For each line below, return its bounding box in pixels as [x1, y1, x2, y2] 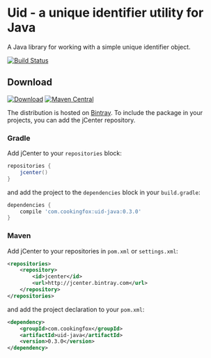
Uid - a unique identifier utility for [7, 5, 204, 21]
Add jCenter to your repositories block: [7, 149, 122, 157]
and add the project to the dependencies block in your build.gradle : [7, 188, 201, 196]
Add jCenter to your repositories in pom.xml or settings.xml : [7, 247, 179, 255]
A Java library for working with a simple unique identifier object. [7, 42, 191, 51]
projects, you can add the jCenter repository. [7, 116, 136, 124]
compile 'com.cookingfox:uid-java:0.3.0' [19, 208, 141, 215]
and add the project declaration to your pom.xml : [7, 305, 145, 313]
